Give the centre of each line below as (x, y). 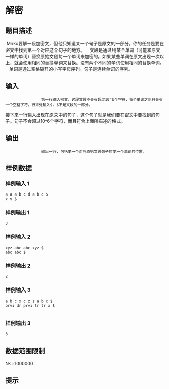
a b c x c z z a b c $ (29, 301)
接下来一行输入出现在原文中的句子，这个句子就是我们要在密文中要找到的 (80, 115)
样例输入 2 (18, 237)
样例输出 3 (18, 323)
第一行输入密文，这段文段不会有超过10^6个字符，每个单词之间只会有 (102, 99)
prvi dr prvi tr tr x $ (30, 305)
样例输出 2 (18, 266)
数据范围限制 (25, 351)
